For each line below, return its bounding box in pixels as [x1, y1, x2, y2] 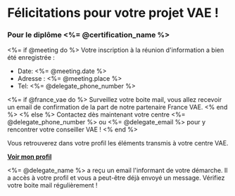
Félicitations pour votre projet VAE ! [7, 5, 220, 21]
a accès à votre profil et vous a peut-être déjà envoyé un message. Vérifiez [7, 174, 225, 182]
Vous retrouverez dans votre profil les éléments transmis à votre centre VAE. [7, 139, 229, 148]
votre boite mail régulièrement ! [7, 181, 98, 190]
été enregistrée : [7, 53, 55, 62]
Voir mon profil [7, 152, 52, 161]
